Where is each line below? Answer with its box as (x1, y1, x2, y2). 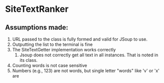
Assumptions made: (5, 23, 68, 32)
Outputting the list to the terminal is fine (12, 41, 93, 47)
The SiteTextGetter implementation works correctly (12, 47, 116, 52)
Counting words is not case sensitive (12, 63, 87, 68)
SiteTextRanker (5, 3, 69, 15)
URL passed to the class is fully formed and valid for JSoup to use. (12, 36, 148, 42)
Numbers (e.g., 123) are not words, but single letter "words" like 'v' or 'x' (12, 68, 160, 74)
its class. (19, 57, 38, 63)
